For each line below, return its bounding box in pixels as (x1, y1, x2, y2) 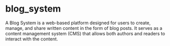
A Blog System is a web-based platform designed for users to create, (5, 20, 151, 26)
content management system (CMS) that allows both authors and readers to (5, 30, 165, 36)
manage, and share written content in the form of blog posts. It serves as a (5, 25, 162, 31)
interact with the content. (5, 36, 58, 42)
